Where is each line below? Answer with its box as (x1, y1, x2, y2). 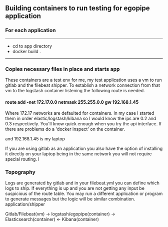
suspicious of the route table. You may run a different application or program (5, 190, 163, 197)
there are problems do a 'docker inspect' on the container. (5, 126, 125, 132)
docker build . (12, 48, 41, 54)
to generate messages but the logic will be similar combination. (5, 196, 135, 202)
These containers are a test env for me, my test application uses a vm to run (5, 77, 162, 83)
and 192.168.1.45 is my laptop (5, 136, 65, 142)
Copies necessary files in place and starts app (5, 65, 120, 72)
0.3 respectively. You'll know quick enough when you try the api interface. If (5, 121, 162, 127)
